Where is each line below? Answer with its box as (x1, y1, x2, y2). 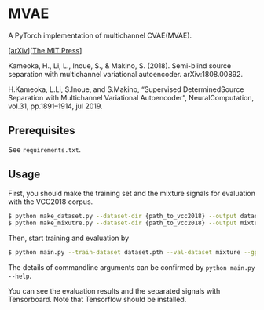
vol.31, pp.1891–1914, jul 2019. (8, 101, 104, 111)
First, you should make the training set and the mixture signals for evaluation (8, 188, 255, 198)
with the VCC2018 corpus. (8, 197, 93, 206)
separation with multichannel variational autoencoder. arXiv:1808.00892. (8, 69, 244, 78)
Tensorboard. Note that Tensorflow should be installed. (8, 295, 187, 305)
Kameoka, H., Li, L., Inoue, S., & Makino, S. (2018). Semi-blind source (8, 60, 232, 71)
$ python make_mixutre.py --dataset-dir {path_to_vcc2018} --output (8, 219, 237, 228)
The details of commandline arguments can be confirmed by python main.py (8, 263, 255, 272)
